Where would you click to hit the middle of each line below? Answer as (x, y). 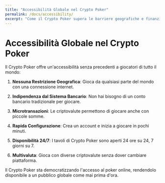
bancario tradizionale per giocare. (46, 102)
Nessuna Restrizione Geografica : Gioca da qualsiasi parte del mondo (83, 82)
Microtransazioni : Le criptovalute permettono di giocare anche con (81, 111)
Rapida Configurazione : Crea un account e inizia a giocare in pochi (81, 126)
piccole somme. (28, 116)
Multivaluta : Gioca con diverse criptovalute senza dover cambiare (79, 156)
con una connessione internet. (43, 87)
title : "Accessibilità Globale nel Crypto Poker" (57, 10)
